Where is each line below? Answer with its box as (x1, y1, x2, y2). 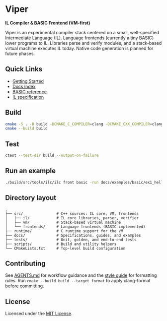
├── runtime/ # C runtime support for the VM (5, 228, 123, 234)
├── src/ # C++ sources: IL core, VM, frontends (5, 211, 139, 216)
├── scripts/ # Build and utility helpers (5, 242, 117, 247)
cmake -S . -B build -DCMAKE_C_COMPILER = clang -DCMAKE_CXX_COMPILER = (5, 122, 153, 127)
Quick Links (5, 65, 43, 73)
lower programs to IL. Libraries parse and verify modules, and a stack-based (5, 40, 162, 46)
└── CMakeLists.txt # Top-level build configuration (5, 246, 126, 251)
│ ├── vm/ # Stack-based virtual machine (5, 220, 121, 225)
